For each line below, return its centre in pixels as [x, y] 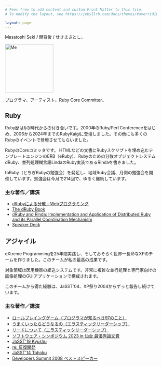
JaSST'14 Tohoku [29, 352]
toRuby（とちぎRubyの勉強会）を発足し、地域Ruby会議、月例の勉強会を [77, 173]
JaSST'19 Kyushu [29, 341]
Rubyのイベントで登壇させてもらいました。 [48, 140]
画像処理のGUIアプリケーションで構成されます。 [53, 276]
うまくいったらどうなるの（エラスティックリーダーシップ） [71, 324]
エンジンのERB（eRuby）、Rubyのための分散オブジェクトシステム [91, 156]
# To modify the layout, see [34, 14]
